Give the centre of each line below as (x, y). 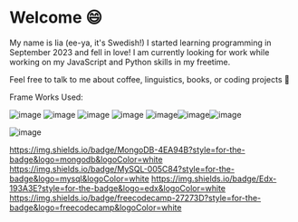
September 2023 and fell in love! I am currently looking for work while (139, 52)
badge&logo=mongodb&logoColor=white (86, 159)
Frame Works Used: (46, 97)
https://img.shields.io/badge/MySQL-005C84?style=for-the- (122, 169)
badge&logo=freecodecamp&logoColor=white (96, 208)
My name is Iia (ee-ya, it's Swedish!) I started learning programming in (140, 43)
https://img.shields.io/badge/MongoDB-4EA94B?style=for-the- (128, 150)
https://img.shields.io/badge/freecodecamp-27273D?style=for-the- (135, 198)
